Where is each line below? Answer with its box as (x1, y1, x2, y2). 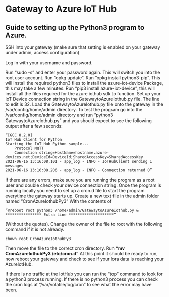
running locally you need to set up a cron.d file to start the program (5, 188, 145, 193)
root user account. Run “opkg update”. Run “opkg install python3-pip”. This (5, 75, 160, 81)
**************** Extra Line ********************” (5, 212, 116, 217)
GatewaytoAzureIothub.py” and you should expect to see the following (5, 117, 152, 124)
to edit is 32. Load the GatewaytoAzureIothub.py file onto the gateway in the (5, 101, 163, 107)
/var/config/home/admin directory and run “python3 (5, 112, 114, 118)
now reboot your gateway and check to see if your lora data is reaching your (5, 256, 164, 262)
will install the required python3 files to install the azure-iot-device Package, (5, 80, 163, 86)
